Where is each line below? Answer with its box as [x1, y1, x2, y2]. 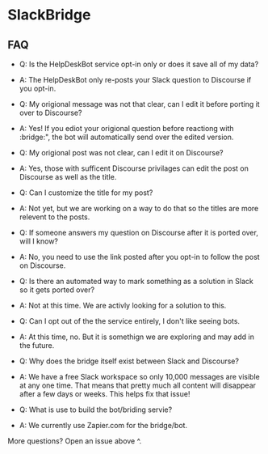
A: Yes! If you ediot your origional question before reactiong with [19, 124, 235, 133]
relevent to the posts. [19, 212, 90, 222]
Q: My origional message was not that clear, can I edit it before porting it [19, 100, 260, 108]
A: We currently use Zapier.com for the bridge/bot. [19, 421, 187, 430]
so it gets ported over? [19, 285, 94, 295]
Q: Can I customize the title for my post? [19, 188, 153, 197]
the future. [19, 341, 55, 350]
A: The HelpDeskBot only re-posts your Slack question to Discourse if [19, 75, 252, 84]
